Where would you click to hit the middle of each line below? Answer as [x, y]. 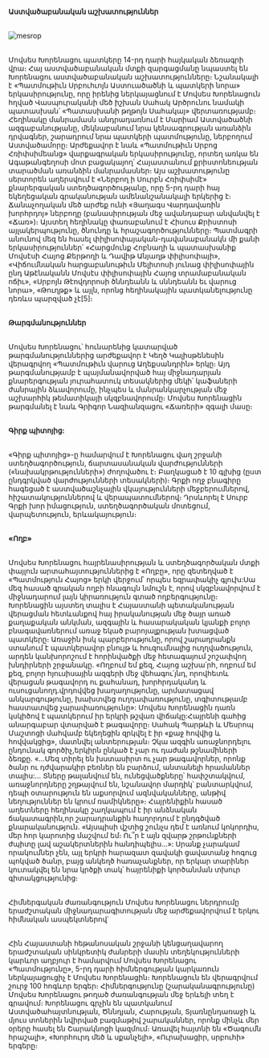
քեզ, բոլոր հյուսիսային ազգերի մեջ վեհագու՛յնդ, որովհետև [118, 673]
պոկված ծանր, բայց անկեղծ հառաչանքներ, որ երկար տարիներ [128, 861]
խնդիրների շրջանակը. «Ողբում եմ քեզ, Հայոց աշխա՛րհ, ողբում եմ [132, 665]
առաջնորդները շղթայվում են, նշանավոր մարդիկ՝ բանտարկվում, [130, 784]
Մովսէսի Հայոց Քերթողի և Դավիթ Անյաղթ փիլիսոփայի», [114, 256]
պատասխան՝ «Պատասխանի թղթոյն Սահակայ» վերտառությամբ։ [132, 111]
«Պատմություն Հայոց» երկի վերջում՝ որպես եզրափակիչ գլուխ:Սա [132, 580]
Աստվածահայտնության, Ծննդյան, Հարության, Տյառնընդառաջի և [132, 1011]
